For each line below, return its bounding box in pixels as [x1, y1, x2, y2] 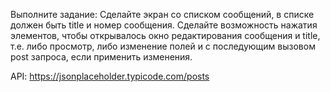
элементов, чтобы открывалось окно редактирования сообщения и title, [10, 30, 321, 41]
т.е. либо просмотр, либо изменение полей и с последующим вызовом [10, 40, 316, 52]
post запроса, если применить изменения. [10, 51, 193, 63]
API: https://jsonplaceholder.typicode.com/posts [10, 70, 210, 82]
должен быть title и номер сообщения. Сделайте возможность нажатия [10, 19, 318, 31]
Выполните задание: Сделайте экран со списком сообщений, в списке [10, 9, 315, 20]
